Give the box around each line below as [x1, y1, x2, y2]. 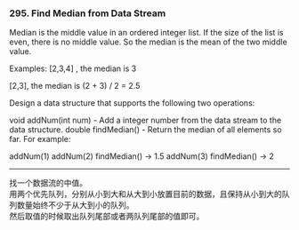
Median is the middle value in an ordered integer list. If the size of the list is [9, 28, 284, 38]
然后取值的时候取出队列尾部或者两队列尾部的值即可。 [9, 211, 205, 222]
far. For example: [9, 134, 71, 145]
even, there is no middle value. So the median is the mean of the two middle [9, 36, 287, 47]
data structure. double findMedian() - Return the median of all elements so [9, 124, 282, 135]
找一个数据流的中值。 [9, 178, 87, 188]
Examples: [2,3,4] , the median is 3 [9, 63, 137, 74]
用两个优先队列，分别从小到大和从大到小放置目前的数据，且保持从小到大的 [9, 189, 282, 200]
